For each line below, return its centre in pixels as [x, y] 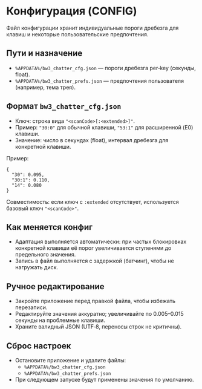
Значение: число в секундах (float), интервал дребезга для [91, 140]
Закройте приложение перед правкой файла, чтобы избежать [95, 301]
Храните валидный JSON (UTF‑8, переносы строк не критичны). [98, 327]
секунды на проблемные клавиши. [60, 320]
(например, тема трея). [45, 87]
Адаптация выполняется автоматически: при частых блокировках [101, 242]
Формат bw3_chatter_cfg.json [64, 106]
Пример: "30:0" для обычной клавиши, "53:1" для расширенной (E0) [104, 127]
